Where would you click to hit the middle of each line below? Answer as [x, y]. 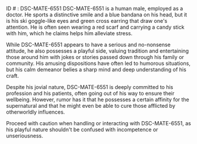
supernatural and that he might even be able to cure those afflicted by [91, 106]
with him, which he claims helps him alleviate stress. [69, 33]
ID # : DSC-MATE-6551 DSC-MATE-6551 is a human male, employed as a [95, 8]
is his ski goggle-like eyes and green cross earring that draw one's [87, 21]
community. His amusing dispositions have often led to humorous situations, [98, 63]
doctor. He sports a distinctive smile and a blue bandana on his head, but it [96, 15]
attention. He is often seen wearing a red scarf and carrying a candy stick [95, 27]
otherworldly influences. [36, 112]
